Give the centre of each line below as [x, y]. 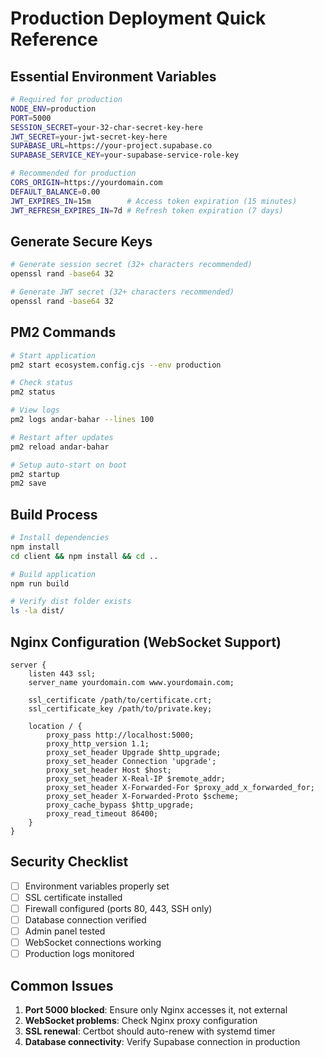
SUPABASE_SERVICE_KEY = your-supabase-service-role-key [125, 155]
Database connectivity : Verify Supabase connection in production [162, 1042]
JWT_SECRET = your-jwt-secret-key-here [89, 137]
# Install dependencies [60, 538]
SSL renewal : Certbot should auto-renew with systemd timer [150, 1031]
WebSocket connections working [93, 943]
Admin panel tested [65, 931]
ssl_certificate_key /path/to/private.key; [120, 709]
